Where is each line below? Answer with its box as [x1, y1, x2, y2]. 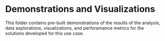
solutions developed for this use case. [5, 30, 84, 36]
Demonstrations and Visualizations [5, 3, 155, 15]
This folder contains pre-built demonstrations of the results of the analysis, [5, 20, 160, 26]
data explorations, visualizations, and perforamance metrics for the [5, 25, 144, 31]
